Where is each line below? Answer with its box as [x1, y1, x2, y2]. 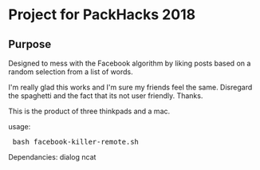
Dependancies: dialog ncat [8, 152, 97, 161]
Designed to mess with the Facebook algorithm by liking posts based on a [8, 58, 251, 68]
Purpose [8, 38, 52, 51]
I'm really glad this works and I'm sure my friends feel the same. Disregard [8, 82, 253, 92]
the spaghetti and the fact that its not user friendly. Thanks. [8, 91, 203, 101]
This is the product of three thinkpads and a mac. [8, 106, 171, 116]
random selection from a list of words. [8, 67, 133, 77]
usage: [8, 122, 31, 131]
